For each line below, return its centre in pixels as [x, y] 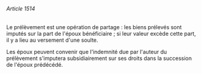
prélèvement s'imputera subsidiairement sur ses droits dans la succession [99, 58]
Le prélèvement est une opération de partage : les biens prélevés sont [94, 27]
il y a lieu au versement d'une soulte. [52, 40]
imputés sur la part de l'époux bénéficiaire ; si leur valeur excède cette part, [101, 34]
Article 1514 [21, 8]
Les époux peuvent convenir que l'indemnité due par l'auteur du [87, 52]
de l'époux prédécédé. [35, 65]
